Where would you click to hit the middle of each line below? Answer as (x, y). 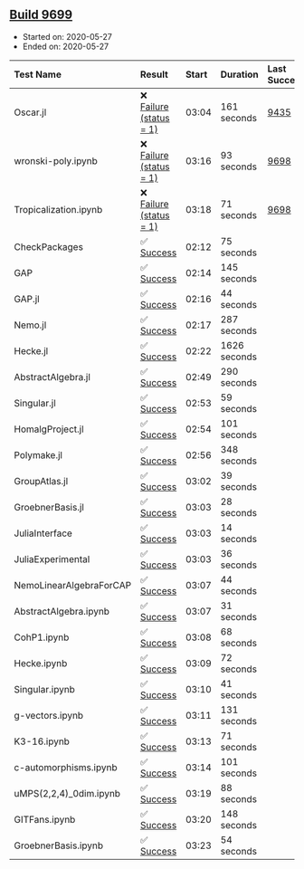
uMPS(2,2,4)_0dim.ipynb (67, 793)
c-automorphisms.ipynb (66, 767)
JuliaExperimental (52, 559)
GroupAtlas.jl (41, 481)
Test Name (38, 74)
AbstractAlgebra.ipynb (62, 611)
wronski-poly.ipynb (56, 160)
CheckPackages (49, 246)
